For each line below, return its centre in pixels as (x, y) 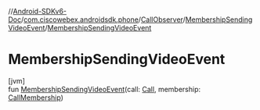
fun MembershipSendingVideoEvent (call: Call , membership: (105, 89)
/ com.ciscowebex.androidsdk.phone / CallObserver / (103, 20)
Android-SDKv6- (40, 11)
